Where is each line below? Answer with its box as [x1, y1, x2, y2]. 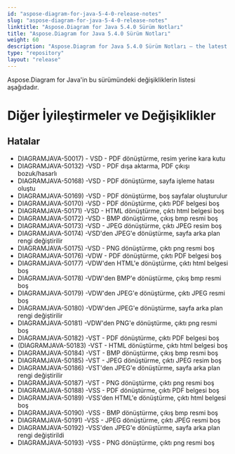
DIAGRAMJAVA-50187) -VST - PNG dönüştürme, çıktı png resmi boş [17, 378, 215, 387]
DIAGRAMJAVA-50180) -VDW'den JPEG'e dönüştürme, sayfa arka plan [17, 303, 223, 312]
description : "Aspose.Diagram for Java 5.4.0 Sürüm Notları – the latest [7, 43, 228, 50]
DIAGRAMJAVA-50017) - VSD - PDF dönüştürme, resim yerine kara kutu [17, 154, 226, 163]
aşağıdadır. [7, 82, 39, 92]
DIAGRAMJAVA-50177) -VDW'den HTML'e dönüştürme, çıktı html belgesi [17, 258, 229, 267]
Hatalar [7, 135, 41, 148]
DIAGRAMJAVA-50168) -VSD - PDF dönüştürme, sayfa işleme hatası [17, 177, 215, 185]
